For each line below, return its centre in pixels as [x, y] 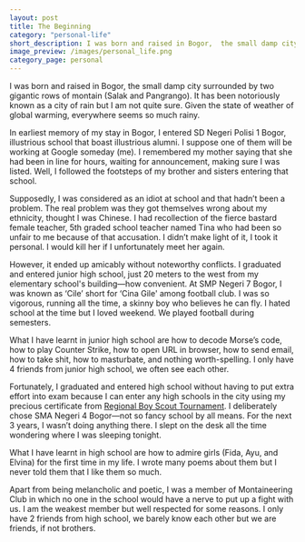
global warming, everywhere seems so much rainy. [105, 115]
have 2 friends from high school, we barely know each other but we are [143, 518]
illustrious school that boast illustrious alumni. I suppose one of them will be [151, 142]
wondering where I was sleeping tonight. [85, 435]
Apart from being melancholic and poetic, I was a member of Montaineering [151, 489]
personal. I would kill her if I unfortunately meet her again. [117, 247]
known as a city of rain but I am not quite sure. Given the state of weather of [152, 105]
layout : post [34, 18]
